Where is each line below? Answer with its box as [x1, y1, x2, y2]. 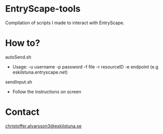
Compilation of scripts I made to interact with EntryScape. [5, 20, 124, 26]
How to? [5, 37, 40, 49]
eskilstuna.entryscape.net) [12, 69, 68, 75]
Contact [5, 106, 40, 118]
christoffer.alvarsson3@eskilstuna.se [5, 123, 82, 129]
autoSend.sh [5, 54, 32, 60]
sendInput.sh [5, 79, 33, 85]
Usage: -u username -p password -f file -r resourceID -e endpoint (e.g [12, 63, 159, 70]
